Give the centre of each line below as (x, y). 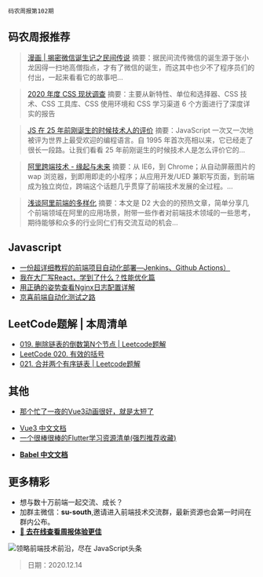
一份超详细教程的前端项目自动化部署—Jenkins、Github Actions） (125, 267)
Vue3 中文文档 (43, 428)
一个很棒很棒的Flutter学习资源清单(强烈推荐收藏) (98, 438)
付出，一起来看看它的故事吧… (75, 77)
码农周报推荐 (39, 37)
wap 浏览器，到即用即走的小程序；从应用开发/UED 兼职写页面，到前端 (141, 176)
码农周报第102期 (31, 11)
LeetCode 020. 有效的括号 (62, 354)
